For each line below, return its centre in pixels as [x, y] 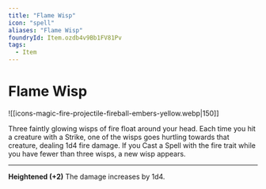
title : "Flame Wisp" [42, 15]
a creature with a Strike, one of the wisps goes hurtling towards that [119, 137]
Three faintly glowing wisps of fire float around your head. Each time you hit [132, 128]
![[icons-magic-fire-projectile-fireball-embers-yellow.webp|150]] [114, 113]
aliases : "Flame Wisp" [46, 30]
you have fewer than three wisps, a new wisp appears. [97, 153]
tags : [17, 45]
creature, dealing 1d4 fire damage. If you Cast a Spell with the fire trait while [132, 145]
